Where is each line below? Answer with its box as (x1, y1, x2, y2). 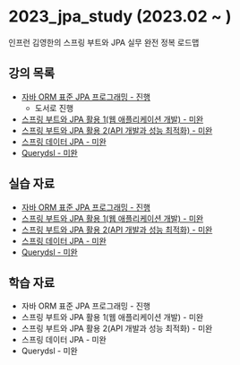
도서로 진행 (34, 102, 73, 113)
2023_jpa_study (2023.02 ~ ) (8, 6, 232, 27)
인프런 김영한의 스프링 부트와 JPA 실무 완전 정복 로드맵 (8, 37, 200, 48)
